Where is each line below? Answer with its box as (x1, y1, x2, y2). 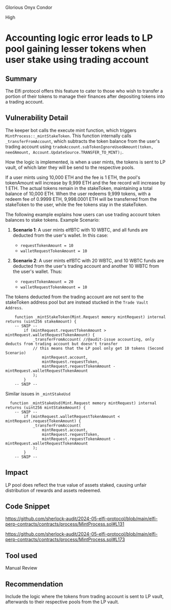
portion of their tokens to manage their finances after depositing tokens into (5, 93, 165, 99)
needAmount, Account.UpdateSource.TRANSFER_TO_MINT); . (5, 149, 124, 155)
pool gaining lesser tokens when (5, 43, 146, 55)
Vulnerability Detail (5, 114, 68, 122)
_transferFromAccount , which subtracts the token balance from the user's (5, 138, 160, 144)
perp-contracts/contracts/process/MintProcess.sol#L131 (5, 521, 124, 527)
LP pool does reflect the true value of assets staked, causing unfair (5, 481, 147, 488)
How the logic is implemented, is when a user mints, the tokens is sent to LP (5, 159, 165, 165)
